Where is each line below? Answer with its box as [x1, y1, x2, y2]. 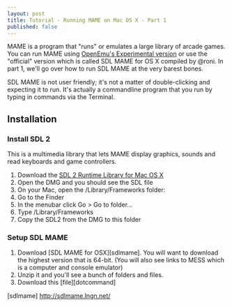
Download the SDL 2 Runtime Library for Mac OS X [17, 171, 164, 179]
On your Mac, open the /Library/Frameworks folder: [17, 186, 166, 194]
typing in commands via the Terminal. [7, 93, 115, 101]
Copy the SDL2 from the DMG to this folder [17, 216, 141, 224]
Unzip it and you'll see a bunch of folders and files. [17, 271, 164, 279]
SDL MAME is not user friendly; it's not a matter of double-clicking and [7, 78, 210, 87]
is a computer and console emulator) [17, 263, 123, 272]
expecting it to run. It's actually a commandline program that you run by [7, 85, 212, 94]
